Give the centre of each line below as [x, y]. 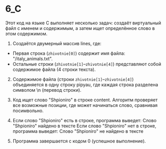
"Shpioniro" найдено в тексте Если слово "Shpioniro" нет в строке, [84, 126]
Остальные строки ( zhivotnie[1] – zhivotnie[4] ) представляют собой [87, 64]
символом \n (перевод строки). [47, 90]
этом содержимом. [26, 33]
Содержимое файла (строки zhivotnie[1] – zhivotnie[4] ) [73, 79]
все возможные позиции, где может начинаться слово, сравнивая [85, 105]
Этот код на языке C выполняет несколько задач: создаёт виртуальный [83, 23]
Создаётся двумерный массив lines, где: [57, 43]
